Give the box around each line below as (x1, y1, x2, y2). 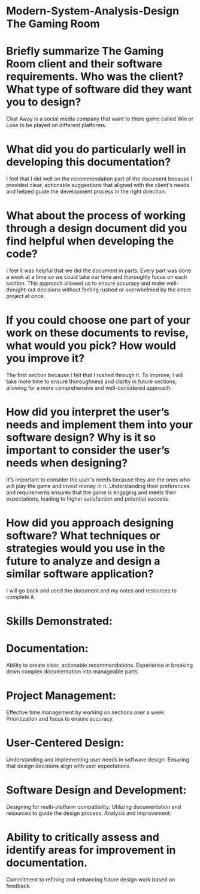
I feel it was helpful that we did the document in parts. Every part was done (6, 267, 192, 274)
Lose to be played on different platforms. (6, 122, 107, 129)
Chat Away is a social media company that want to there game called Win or (6, 115, 194, 122)
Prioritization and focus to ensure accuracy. (6, 715, 114, 722)
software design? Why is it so (6, 431, 156, 444)
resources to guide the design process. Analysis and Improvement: (6, 809, 172, 817)
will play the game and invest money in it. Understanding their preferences (6, 482, 190, 489)
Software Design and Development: (6, 784, 187, 797)
